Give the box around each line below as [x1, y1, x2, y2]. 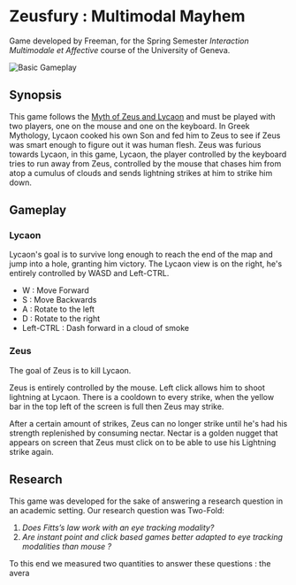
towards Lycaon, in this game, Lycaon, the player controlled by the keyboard [9, 149, 287, 159]
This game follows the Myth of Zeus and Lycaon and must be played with [9, 111, 276, 121]
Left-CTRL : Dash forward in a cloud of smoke [21, 323, 190, 334]
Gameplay [9, 203, 67, 218]
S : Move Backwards [21, 295, 97, 305]
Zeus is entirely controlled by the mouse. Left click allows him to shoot [9, 382, 265, 393]
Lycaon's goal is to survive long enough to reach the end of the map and [9, 250, 274, 260]
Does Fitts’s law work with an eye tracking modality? [21, 522, 215, 533]
